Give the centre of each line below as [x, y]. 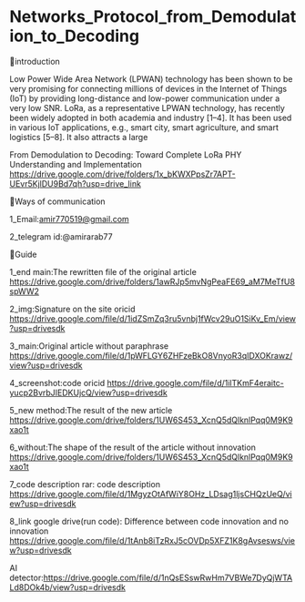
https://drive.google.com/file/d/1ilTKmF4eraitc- [196, 383]
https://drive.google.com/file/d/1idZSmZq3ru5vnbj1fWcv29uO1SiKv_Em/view [153, 318]
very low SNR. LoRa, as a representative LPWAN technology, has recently [147, 107]
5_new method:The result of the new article [91, 410]
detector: [26, 577]
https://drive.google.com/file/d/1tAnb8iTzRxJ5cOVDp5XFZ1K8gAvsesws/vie [152, 540]
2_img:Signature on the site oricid [72, 309]
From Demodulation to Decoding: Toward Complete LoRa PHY [126, 154]
